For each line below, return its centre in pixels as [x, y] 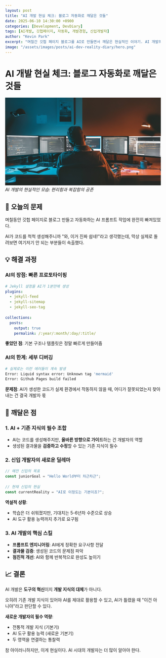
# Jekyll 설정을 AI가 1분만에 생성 [37, 286]
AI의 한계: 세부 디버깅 [29, 358]
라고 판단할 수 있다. [34, 606]
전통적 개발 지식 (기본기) [36, 627]
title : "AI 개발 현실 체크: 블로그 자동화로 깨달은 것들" [57, 16]
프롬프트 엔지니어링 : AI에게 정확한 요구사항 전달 [58, 545]
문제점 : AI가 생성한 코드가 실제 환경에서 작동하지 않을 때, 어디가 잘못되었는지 [78, 389]
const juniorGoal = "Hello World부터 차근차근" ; [53, 477]
